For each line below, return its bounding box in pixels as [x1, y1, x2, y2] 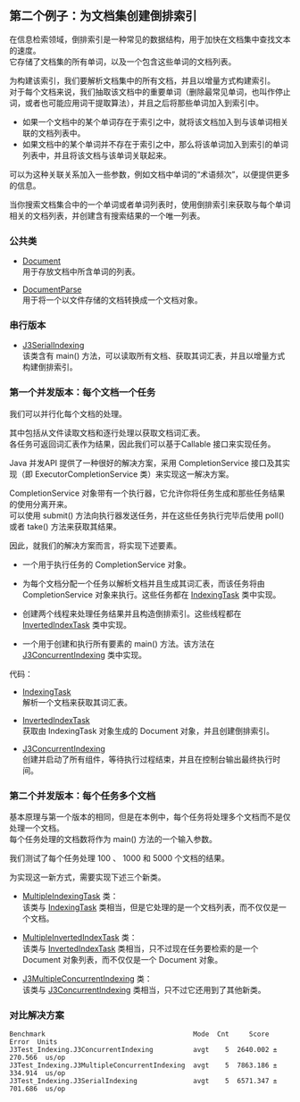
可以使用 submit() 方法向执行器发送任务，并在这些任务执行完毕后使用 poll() [9, 510, 285, 521]
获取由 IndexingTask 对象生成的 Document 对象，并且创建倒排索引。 [21, 725, 275, 736]
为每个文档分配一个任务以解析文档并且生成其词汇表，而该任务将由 [21, 578, 265, 589]
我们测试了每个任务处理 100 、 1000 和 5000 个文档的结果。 [9, 853, 229, 864]
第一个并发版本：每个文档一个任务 [9, 387, 156, 399]
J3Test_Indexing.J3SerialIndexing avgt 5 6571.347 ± [9, 1077, 278, 1086]
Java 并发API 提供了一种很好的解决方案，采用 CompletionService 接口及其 [9, 457, 283, 468]
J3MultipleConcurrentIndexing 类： [21, 973, 154, 984]
